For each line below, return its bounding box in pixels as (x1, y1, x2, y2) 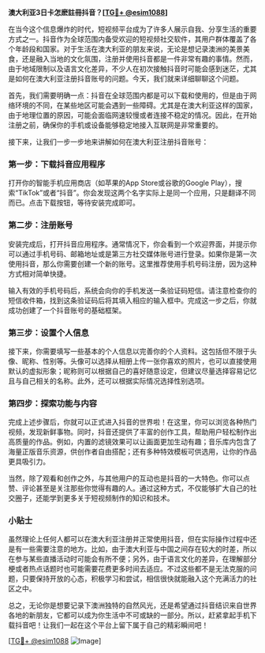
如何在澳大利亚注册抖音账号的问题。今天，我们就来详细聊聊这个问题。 (14, 74, 243, 83)
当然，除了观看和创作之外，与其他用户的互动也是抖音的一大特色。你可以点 (8, 474, 250, 483)
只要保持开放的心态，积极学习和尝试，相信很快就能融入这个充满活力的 (21, 574, 250, 583)
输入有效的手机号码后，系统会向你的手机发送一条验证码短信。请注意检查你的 (8, 285, 257, 295)
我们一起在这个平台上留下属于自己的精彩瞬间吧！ (49, 621, 209, 630)
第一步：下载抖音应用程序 (8, 158, 106, 169)
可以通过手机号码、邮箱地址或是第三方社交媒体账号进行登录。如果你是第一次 (8, 249, 257, 259)
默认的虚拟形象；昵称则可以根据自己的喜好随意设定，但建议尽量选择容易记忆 (8, 366, 257, 376)
